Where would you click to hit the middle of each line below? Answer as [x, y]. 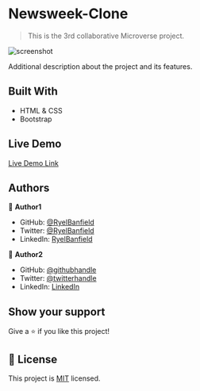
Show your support [57, 311]
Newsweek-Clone [68, 14]
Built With [33, 92]
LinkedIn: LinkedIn [50, 287]
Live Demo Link [34, 163]
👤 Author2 [26, 255]
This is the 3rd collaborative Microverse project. [106, 36]
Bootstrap [36, 119]
